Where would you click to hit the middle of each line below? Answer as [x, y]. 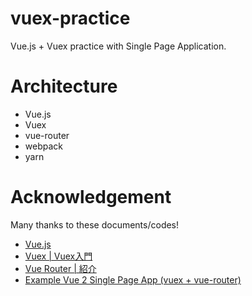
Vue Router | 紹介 [60, 268]
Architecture [64, 86]
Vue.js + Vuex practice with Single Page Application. [118, 46]
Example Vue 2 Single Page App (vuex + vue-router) [133, 279]
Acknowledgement [91, 197]
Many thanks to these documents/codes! [95, 224]
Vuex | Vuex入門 [58, 256]
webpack [43, 146]
